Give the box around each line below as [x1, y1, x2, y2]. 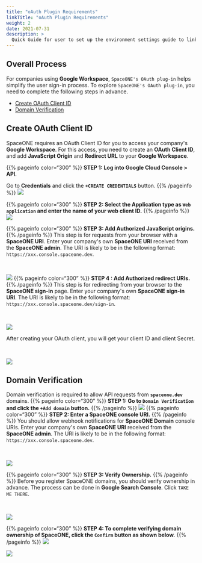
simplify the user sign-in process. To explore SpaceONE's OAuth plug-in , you [6, 81, 195, 89]
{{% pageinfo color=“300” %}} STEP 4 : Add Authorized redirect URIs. [13, 275, 191, 282]
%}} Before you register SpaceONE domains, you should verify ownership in [6, 477, 195, 485]
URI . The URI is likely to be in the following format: [6, 293, 130, 301]
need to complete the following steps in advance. [6, 88, 129, 95]
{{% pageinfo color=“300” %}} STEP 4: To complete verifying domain [6, 525, 182, 532]
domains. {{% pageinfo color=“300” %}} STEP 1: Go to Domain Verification [6, 397, 194, 405]
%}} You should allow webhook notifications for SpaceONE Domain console [6, 417, 195, 425]
